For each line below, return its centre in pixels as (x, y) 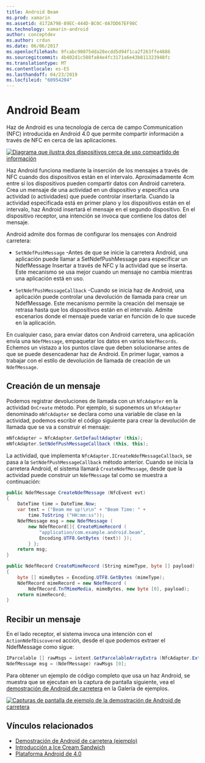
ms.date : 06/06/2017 (33, 46)
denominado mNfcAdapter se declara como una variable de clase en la (94, 414)
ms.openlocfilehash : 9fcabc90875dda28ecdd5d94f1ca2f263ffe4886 (88, 52)
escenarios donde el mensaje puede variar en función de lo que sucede (106, 316)
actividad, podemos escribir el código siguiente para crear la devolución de (101, 420)
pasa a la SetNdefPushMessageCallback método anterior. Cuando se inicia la (100, 462)
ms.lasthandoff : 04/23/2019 (42, 75)
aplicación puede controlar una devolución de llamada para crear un (101, 297)
